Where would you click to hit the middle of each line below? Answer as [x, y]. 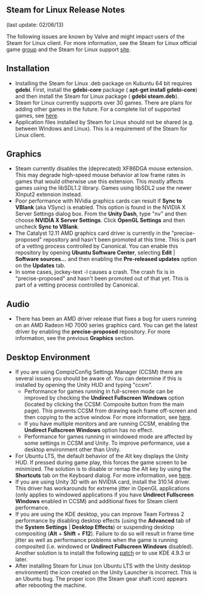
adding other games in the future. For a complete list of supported [98, 109]
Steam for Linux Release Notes [66, 10]
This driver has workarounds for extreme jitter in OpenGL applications [102, 489]
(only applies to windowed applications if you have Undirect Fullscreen [104, 495]
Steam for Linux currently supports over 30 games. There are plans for [104, 102]
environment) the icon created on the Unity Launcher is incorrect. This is [106, 572]
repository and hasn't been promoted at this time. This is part [120, 240]
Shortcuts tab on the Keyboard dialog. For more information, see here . [104, 475]
